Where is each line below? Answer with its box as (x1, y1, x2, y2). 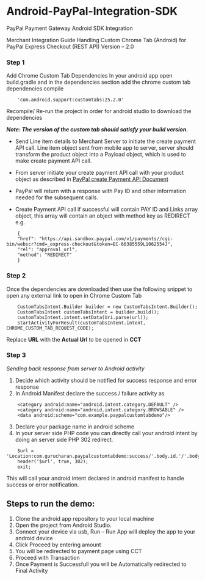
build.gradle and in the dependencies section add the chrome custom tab (6, 78, 191, 86)
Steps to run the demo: (6, 499, 95, 509)
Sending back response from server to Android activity (6, 365, 145, 372)
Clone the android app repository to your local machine (15, 515, 154, 522)
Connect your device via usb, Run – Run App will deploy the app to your (15, 527, 196, 535)
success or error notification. (6, 481, 79, 488)
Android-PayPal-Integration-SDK (6, 4, 178, 18)
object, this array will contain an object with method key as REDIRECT (15, 212, 191, 219)
